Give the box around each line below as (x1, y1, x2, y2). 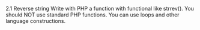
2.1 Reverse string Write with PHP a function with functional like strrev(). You (5, 5, 195, 12)
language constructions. (5, 18, 66, 24)
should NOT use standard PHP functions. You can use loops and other (5, 11, 180, 18)
